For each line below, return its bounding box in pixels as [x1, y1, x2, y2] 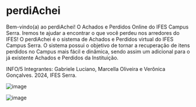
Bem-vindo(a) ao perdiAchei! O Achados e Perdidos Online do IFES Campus [6, 23, 189, 30]
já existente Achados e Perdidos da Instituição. [6, 54, 118, 61]
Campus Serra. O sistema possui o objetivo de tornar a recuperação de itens [6, 42, 190, 49]
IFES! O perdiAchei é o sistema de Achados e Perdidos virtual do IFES [6, 35, 174, 42]
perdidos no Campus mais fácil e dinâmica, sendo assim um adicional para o [6, 48, 190, 55]
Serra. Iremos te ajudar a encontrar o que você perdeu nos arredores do [6, 29, 180, 36]
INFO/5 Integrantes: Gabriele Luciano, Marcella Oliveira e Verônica [6, 65, 166, 72]
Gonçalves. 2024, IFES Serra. [6, 72, 77, 79]
